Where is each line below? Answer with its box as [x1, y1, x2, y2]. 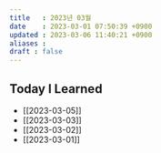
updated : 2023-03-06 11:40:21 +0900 [9, 30, 153, 39]
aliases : [9, 38, 47, 48]
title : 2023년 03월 [9, 13, 92, 23]
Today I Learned [9, 81, 103, 97]
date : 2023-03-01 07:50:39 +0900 [9, 22, 153, 31]
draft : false [9, 47, 64, 56]
